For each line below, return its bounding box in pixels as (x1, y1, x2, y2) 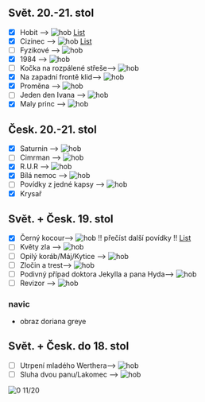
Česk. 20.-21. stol (8, 122, 97, 136)
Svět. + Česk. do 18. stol (8, 339, 130, 353)
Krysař (19, 188, 42, 198)
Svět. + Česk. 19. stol (8, 212, 114, 226)
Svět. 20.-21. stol (8, 6, 95, 20)
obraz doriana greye (19, 317, 87, 327)
